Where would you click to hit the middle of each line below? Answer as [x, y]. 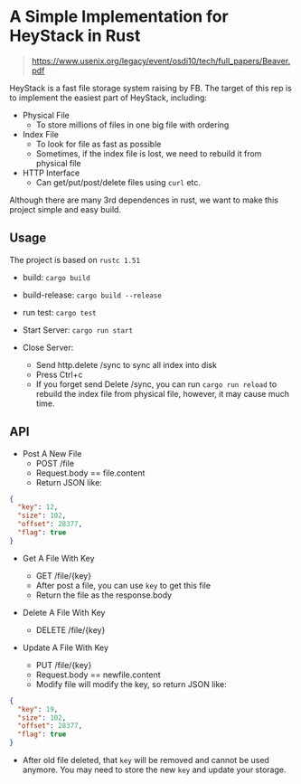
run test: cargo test [59, 312]
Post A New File [52, 453]
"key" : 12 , [38, 507]
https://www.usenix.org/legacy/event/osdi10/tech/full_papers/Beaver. [161, 61]
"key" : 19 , [38, 709]
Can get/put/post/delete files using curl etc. [118, 182]
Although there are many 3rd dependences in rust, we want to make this [144, 200]
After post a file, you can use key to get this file [123, 585]
